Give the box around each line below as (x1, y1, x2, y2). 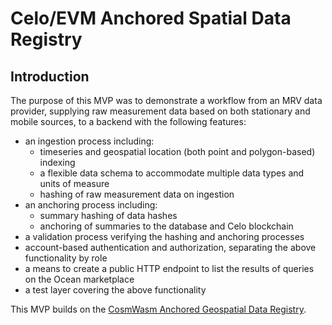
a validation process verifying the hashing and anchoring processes (24, 231, 305, 242)
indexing (39, 157, 76, 168)
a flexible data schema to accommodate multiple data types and (39, 167, 305, 179)
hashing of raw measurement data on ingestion (39, 188, 235, 200)
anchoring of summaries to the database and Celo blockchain (39, 220, 294, 232)
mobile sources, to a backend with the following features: (10, 116, 247, 127)
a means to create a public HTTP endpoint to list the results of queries (24, 263, 315, 274)
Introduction (10, 68, 90, 85)
